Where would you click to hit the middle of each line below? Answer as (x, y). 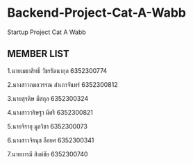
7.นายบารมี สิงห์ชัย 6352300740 (48, 154)
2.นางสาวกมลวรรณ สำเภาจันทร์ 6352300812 (62, 84)
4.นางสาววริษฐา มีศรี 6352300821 (50, 112)
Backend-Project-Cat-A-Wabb (96, 13)
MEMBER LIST (38, 54)
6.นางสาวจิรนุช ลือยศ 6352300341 (51, 140)
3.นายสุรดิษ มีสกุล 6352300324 (48, 98)
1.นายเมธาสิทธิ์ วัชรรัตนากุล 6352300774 (57, 70)
